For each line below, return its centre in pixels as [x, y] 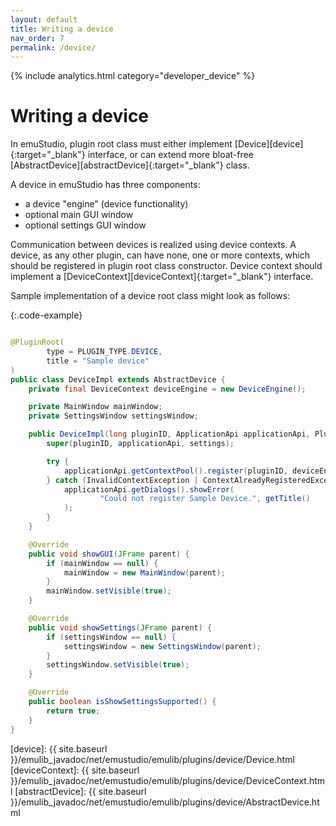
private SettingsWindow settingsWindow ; [113, 416]
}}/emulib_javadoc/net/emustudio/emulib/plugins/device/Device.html [152, 759]
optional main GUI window [79, 215]
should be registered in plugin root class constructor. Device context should [166, 266]
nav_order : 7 [37, 38]
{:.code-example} [46, 315]
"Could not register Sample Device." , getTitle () [205, 499]
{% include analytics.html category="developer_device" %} [133, 76]
